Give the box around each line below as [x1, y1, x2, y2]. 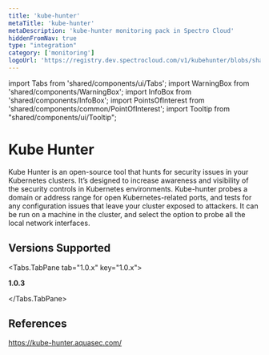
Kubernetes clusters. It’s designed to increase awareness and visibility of [8, 175, 249, 185]
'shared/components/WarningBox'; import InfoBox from [8, 87, 192, 96]
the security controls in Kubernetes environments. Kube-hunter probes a [8, 184, 248, 193]
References [8, 317, 67, 331]
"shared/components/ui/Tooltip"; [8, 112, 118, 122]
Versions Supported [8, 241, 110, 255]
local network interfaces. [8, 218, 90, 228]
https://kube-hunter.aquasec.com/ [8, 338, 122, 348]
